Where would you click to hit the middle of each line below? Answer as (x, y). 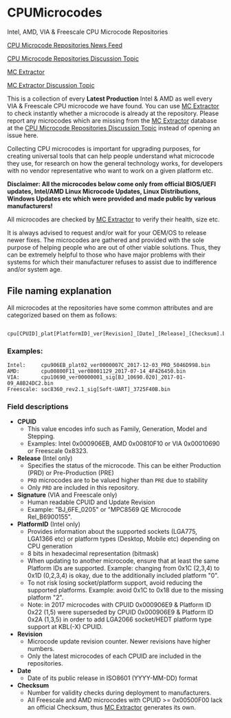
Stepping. (41, 437)
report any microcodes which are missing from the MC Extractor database (112, 120)
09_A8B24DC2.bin (30, 383)
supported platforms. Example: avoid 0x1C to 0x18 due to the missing (125, 590)
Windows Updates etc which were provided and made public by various (112, 199)
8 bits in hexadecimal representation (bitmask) (93, 554)
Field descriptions (38, 406)
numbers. (41, 649)
